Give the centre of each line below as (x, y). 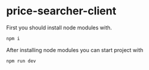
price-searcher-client (61, 11)
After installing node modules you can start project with (75, 50)
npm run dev (21, 61)
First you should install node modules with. (59, 28)
